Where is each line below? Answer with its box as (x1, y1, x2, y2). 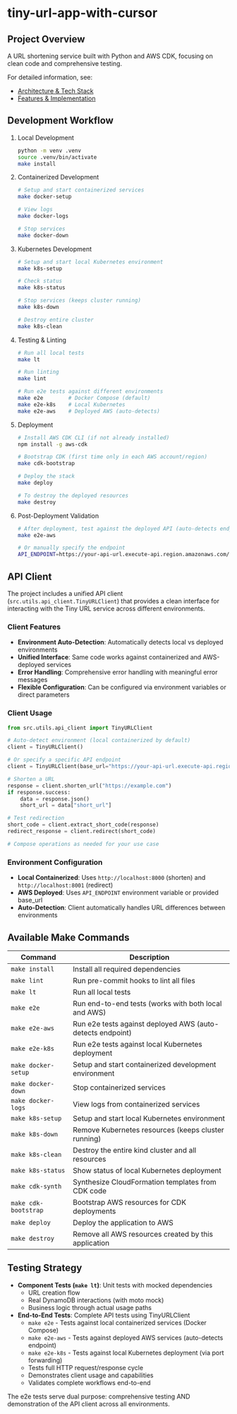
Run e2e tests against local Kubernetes (73, 1039, 202, 1049)
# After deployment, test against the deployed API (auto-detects (17, 525, 217, 532)
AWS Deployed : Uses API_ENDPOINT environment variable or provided (17, 888, 219, 897)
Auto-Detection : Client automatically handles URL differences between (17, 903, 226, 912)
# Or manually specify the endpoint (17, 544, 126, 552)
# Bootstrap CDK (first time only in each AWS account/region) (17, 454, 208, 461)
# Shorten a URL (7, 775, 55, 782)
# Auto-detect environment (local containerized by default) (7, 737, 191, 744)
